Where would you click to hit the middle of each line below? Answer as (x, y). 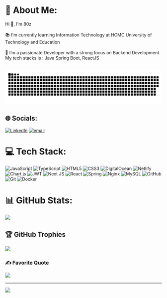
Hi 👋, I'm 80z (18, 24)
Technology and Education (33, 42)
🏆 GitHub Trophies (36, 234)
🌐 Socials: (21, 118)
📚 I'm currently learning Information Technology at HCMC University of (79, 35)
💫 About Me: (31, 10)
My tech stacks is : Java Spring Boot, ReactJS (52, 58)
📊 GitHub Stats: (39, 200)
